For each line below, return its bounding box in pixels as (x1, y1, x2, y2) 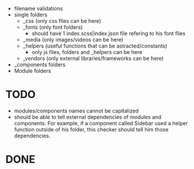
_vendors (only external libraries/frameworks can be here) (22, 55, 164, 62)
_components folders (14, 61, 66, 68)
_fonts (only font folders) (22, 23, 83, 31)
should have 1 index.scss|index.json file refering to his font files (31, 30, 186, 37)
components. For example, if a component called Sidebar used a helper (14, 120, 188, 127)
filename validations (14, 5, 63, 12)
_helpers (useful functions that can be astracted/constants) (22, 42, 167, 49)
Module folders (14, 67, 51, 74)
